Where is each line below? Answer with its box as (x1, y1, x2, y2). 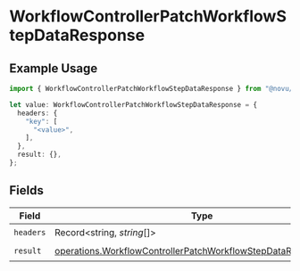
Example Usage (9, 61, 98, 76)
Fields (9, 183, 45, 198)
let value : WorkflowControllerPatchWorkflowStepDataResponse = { (9, 100, 257, 109)
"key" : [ (25, 117, 58, 126)
